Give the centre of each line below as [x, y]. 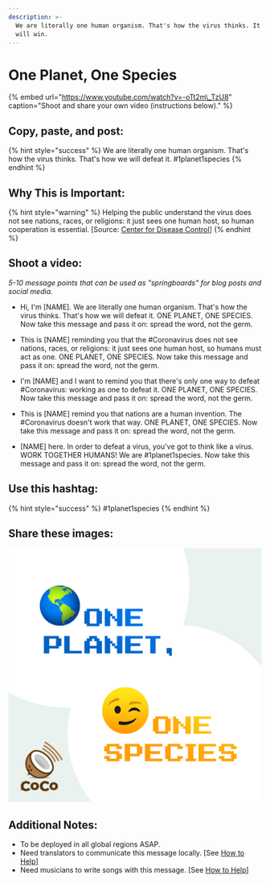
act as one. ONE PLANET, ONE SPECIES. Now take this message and [134, 357]
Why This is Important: [67, 193]
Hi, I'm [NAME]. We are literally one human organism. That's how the [133, 307]
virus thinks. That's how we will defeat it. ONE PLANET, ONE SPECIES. [136, 315]
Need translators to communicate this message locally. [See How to [132, 853]
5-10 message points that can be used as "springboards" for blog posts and [135, 283]
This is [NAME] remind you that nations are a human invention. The [131, 413]
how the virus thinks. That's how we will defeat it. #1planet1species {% [125, 159]
